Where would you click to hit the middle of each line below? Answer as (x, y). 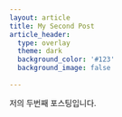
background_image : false (64, 68)
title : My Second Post (52, 26)
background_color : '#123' (66, 59)
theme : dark (40, 51)
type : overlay (44, 43)
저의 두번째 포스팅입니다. (53, 103)
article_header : (40, 34)
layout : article (40, 18)
